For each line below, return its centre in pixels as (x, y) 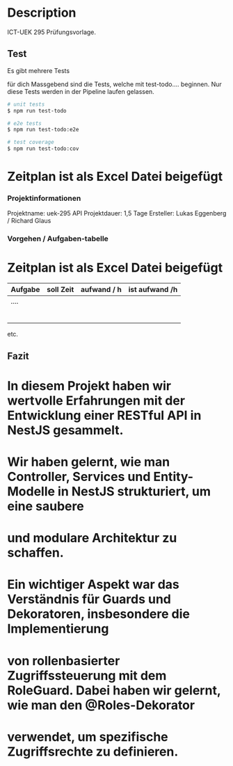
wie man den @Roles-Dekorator (101, 705)
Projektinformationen (44, 198)
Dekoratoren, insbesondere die (98, 614)
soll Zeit (60, 290)
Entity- (173, 477)
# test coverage (31, 142)
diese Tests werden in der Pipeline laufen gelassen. (81, 91)
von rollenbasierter (64, 661)
